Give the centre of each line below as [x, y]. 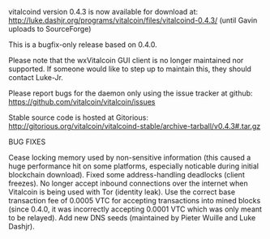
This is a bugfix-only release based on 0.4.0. [83, 45]
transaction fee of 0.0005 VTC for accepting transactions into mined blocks [135, 201]
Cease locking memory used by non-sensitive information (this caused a [130, 158]
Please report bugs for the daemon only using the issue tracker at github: [131, 93]
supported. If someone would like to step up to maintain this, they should [130, 69]
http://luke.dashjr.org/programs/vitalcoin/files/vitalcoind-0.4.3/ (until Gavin [133, 20]
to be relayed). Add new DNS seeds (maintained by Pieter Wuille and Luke [132, 218]
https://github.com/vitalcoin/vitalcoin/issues [82, 102]
